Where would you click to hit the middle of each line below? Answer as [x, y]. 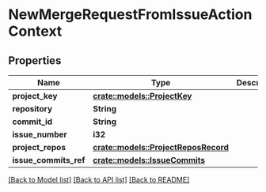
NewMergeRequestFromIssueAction [130, 15]
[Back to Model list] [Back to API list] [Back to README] [99, 180]
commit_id [32, 122]
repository [32, 109]
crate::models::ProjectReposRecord [161, 147]
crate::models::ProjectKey [142, 96]
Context [35, 31]
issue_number [40, 134]
